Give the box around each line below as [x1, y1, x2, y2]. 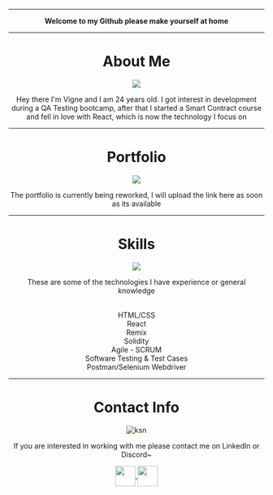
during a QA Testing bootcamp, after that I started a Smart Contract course [11, 103, 262, 112]
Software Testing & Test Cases [84, 353, 188, 363]
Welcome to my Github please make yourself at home [44, 16, 229, 25]
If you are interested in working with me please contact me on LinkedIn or [13, 440, 260, 450]
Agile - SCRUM [110, 344, 162, 354]
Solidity [123, 335, 149, 346]
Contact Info [93, 398, 180, 416]
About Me [102, 52, 171, 71]
